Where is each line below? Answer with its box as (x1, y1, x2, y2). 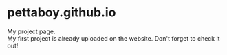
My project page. (7, 27, 56, 35)
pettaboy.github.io (7, 5, 116, 20)
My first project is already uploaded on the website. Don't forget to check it (7, 34, 220, 42)
